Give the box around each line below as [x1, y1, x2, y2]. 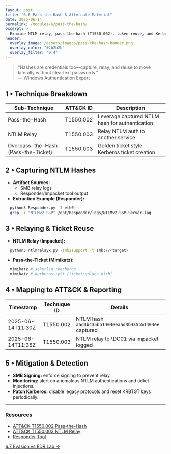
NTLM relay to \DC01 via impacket [76, 335, 159, 342]
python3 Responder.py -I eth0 [10, 205, 74, 211]
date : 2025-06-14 [5, 17, 42, 22]
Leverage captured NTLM [97, 113, 159, 120]
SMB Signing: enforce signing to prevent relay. [12, 372, 111, 378]
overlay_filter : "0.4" [10, 50, 58, 55]
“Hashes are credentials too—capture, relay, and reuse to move [17, 64, 151, 70]
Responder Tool [12, 434, 46, 440]
